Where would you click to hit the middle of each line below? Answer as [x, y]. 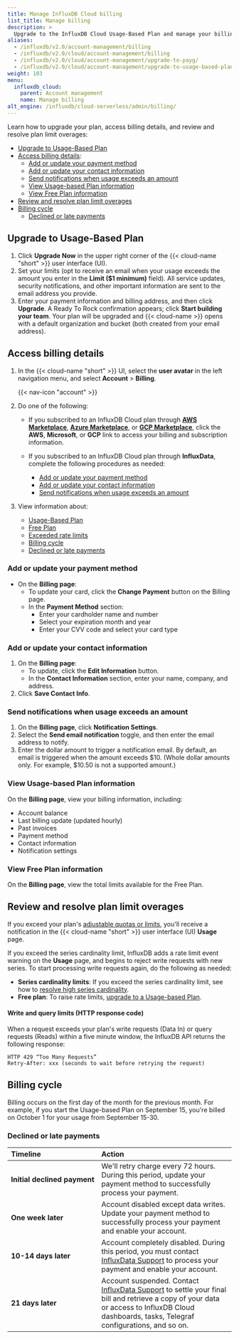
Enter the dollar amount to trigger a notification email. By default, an [117, 750]
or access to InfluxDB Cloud [148, 1308]
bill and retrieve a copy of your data [161, 1298]
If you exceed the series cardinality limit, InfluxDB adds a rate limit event [113, 953]
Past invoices [37, 828]
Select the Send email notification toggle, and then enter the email [116, 735]
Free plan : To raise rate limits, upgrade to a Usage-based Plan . [110, 997]
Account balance [43, 813]
